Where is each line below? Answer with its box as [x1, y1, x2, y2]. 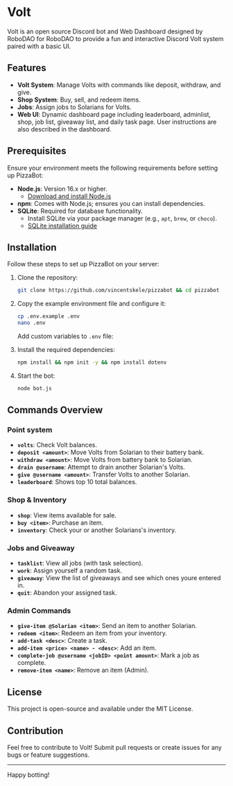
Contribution [7, 725, 64, 737]
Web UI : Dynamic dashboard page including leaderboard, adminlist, [17, 110, 212, 118]
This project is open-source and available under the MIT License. [7, 705, 193, 713]
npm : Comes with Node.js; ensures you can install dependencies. [17, 199, 205, 207]
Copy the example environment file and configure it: [17, 300, 166, 308]
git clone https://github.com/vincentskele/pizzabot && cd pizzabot [17, 287, 220, 294]
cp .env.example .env [17, 313, 80, 320]
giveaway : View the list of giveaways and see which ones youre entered [17, 574, 221, 582]
